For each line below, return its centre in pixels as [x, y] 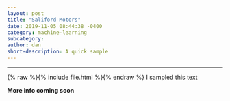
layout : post [26, 13]
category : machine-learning [47, 32]
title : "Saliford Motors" [44, 20]
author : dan [24, 45]
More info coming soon [41, 90]
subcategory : [26, 39]
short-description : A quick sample [58, 52]
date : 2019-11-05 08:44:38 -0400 [55, 26]
